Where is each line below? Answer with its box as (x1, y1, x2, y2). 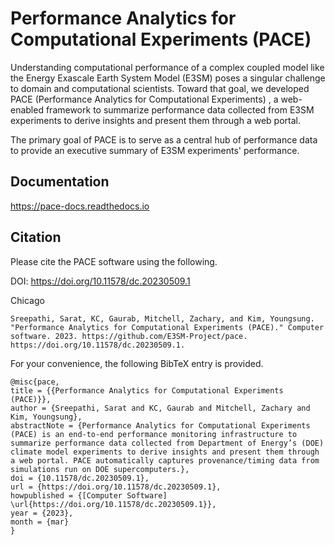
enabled (10, 103, 44, 116)
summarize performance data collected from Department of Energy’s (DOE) (10, 438, 325, 448)
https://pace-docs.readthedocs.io (10, 200, 150, 212)
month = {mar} (10, 517, 70, 527)
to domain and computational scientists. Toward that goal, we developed (10, 82, 310, 94)
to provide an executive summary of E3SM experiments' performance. (10, 144, 300, 156)
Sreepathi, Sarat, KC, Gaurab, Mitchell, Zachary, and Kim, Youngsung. (10, 313, 315, 324)
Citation (10, 229, 62, 246)
